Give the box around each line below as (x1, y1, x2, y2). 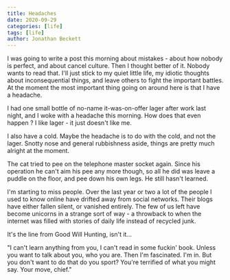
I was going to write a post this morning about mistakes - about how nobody (7, 54, 223, 62)
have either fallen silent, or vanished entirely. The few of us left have (7, 202, 200, 211)
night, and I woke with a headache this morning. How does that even (7, 111, 201, 120)
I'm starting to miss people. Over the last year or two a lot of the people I (7, 188, 212, 196)
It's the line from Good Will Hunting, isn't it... (7, 231, 133, 239)
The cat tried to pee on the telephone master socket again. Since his (7, 160, 200, 168)
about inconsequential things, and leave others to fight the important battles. (7, 76, 224, 84)
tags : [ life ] (7, 29, 45, 36)
